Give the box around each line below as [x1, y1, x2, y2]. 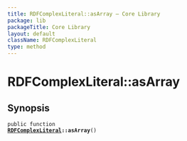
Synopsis [7, 102, 50, 114]
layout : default [7, 30, 55, 38]
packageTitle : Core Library [7, 23, 91, 30]
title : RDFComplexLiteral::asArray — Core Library [7, 10, 161, 18]
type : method [7, 43, 46, 50]
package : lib [7, 17, 46, 24]
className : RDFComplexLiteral [7, 37, 97, 44]
